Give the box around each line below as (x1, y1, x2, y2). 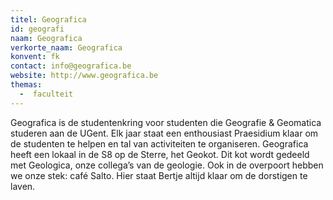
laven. (10, 180, 36, 192)
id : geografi (10, 24, 65, 34)
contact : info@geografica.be (10, 61, 132, 71)
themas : (10, 80, 43, 90)
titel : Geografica (10, 14, 87, 25)
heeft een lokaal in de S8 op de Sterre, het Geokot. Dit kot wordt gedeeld (10, 148, 310, 160)
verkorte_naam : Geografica (10, 42, 123, 53)
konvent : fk (10, 52, 60, 62)
